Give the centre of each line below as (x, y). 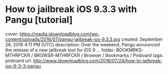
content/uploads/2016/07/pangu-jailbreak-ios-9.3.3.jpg (63, 39)
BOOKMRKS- (130, 50)
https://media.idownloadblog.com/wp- (60, 34)
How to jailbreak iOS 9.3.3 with (71, 9)
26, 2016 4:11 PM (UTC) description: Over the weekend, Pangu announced (83, 44)
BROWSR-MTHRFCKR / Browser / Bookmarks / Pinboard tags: (98, 55)
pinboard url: (18, 60)
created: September (142, 39)
